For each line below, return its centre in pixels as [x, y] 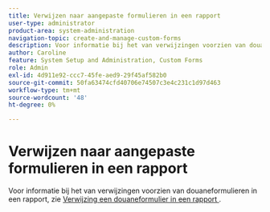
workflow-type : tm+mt [45, 90]
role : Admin [28, 68]
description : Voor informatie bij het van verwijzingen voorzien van [127, 46]
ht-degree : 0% [32, 105]
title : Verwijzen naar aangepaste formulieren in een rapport [115, 16]
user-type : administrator [51, 23]
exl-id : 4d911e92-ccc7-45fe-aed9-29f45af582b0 [88, 75]
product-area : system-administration [72, 30]
